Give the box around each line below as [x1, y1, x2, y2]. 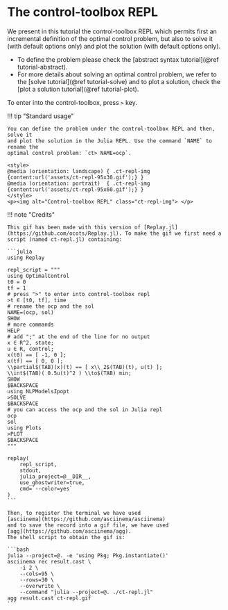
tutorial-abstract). [17, 63, 68, 71]
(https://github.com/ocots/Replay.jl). [7, 230, 123, 237]
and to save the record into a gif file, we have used [7, 522, 169, 529]
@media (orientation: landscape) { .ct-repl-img [7, 167, 150, 174]
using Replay [7, 254, 45, 261]
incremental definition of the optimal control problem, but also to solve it [7, 34, 213, 42]
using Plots [7, 424, 42, 431]
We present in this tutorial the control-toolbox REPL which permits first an [7, 27, 217, 35]
